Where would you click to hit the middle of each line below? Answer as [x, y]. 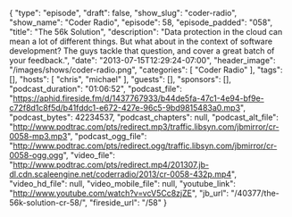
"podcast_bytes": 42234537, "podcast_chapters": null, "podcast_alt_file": [144, 117]
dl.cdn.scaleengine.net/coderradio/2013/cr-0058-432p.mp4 [121, 174]
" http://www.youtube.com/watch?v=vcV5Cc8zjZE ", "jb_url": [119, 193]
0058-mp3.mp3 [38, 136]
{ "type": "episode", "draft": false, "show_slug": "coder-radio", [123, 13]
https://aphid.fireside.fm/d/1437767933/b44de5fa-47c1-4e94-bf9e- [139, 98]
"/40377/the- [255, 193]
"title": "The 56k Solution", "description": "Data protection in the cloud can [146, 32]
